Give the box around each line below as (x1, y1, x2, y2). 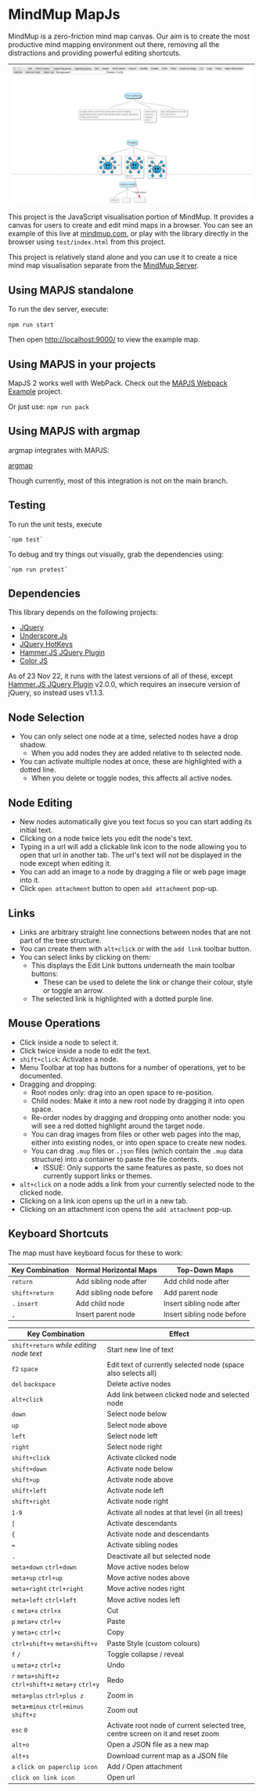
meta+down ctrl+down (11, 1564, 77, 1571)
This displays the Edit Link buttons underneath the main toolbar (31, 960, 236, 970)
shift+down (11, 1465, 47, 1473)
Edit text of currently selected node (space (106, 1360, 245, 1369)
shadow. (19, 740, 47, 750)
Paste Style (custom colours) (106, 1638, 201, 1648)
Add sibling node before (75, 1287, 153, 1297)
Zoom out (106, 1706, 139, 1715)
